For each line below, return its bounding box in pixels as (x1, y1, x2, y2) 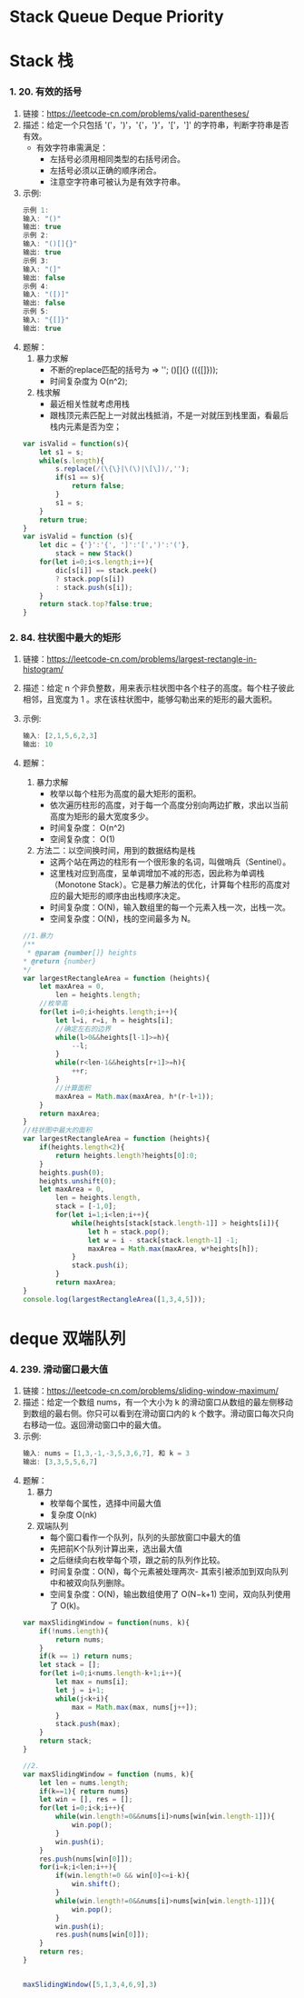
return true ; (39, 515, 89, 524)
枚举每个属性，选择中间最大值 (49, 1497, 162, 1508)
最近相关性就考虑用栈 (49, 398, 130, 409)
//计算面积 (55, 1084, 91, 1093)
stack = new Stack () (55, 549, 133, 558)
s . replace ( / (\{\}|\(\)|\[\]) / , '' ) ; (55, 465, 191, 474)
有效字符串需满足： (35, 142, 109, 153)
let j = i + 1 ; (55, 1685, 105, 1694)
